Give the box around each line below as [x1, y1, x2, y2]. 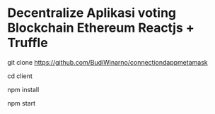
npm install [7, 85, 40, 94]
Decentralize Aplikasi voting [7, 5, 177, 21]
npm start [7, 99, 36, 107]
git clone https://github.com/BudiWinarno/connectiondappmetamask [7, 58, 208, 66]
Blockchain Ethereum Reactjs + [7, 20, 194, 36]
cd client [7, 72, 33, 80]
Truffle [7, 35, 48, 51]
